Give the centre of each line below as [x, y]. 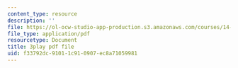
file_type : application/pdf [49, 34]
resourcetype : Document [42, 40]
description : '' [31, 21]
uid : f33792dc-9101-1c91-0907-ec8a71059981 [73, 54]
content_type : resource [42, 14]
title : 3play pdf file [41, 47]
